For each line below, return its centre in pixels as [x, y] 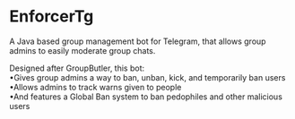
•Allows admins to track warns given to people [95, 87]
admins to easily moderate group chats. [82, 50]
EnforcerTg [52, 17]
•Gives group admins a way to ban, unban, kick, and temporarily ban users [147, 77]
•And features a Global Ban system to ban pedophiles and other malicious [146, 97]
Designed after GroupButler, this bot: [77, 68]
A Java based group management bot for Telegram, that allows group [138, 41]
